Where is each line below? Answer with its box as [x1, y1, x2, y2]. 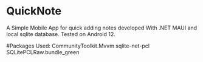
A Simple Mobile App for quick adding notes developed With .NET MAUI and [6, 24, 198, 31]
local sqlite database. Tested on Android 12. [6, 30, 115, 37]
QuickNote [6, 4, 62, 18]
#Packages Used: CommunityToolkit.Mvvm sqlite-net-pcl [6, 42, 150, 49]
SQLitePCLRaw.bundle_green [6, 48, 80, 55]
